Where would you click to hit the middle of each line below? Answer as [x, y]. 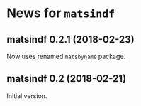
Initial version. [27, 96]
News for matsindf [61, 13]
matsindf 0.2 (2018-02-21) [67, 79]
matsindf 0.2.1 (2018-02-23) [71, 39]
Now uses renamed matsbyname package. [66, 56]
